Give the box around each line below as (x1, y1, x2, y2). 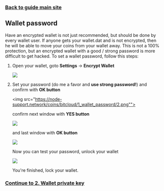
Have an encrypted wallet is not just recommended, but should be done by (5, 32, 156, 38)
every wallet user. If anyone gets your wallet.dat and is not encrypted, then (5, 37, 157, 43)
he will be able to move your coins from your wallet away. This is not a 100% (5, 42, 160, 48)
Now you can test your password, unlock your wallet (12, 148, 119, 154)
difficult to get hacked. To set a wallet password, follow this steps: (5, 53, 139, 59)
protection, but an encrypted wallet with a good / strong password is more (5, 48, 156, 54)
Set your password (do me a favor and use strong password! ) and (12, 81, 147, 87)
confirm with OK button (12, 87, 60, 93)
